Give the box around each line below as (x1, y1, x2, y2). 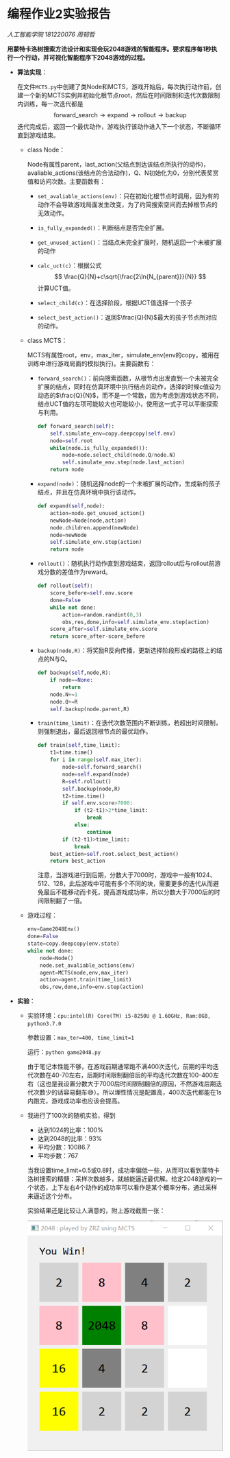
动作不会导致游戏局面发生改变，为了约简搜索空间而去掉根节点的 (37, 200, 218, 208)
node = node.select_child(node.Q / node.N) (62, 452, 176, 459)
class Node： (27, 145, 66, 154)
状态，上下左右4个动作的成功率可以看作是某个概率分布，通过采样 (33, 1184, 218, 1192)
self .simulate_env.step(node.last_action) (62, 459, 186, 466)
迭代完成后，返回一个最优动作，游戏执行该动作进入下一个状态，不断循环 (16, 122, 221, 130)
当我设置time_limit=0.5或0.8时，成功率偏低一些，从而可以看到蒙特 (27, 1167, 214, 1175)
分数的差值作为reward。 (43, 568, 112, 576)
